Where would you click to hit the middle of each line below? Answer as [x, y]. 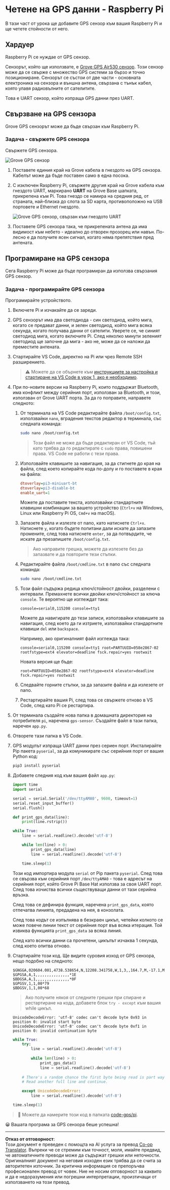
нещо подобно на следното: [43, 961]
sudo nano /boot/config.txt [50, 433]
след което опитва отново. [41, 946]
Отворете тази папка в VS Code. [47, 736]
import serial [27, 790]
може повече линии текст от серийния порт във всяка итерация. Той [87, 925]
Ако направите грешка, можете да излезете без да [88, 549]
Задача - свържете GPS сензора [47, 139]
